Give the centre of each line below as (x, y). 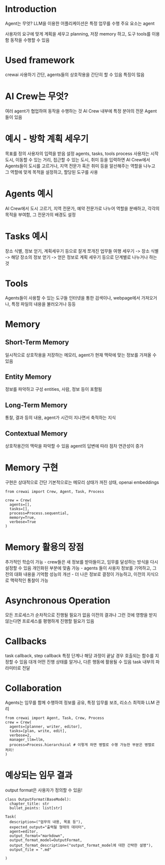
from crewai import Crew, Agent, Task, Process (55, 491)
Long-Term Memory (36, 405)
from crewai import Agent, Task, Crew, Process (55, 718)
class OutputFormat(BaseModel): (38, 799)
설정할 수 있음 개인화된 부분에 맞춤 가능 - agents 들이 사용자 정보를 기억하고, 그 (81, 568)
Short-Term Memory (37, 342)
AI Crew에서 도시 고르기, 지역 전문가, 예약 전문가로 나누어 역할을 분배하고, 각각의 (82, 208)
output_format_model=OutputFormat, (46, 840)
